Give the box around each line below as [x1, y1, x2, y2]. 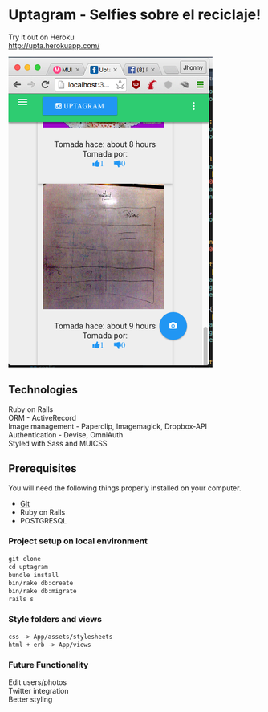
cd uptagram [8, 563, 48, 571]
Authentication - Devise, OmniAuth [8, 429, 124, 439]
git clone [8, 555, 42, 563]
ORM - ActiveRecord [8, 413, 77, 422]
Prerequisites [8, 462, 77, 475]
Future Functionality [8, 660, 89, 671]
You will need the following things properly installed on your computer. [8, 483, 242, 493]
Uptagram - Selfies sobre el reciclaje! [8, 6, 262, 24]
